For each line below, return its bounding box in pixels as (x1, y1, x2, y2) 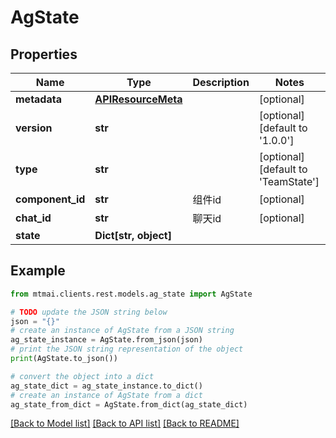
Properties (10, 46, 78, 63)
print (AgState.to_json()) (10, 354, 118, 364)
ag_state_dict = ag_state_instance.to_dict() (10, 381, 203, 391)
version (15, 121, 53, 135)
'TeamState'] (258, 175, 320, 188)
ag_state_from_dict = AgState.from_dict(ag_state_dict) (10, 399, 248, 410)
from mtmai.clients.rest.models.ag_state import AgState (10, 289, 253, 299)
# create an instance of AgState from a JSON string (10, 326, 235, 336)
